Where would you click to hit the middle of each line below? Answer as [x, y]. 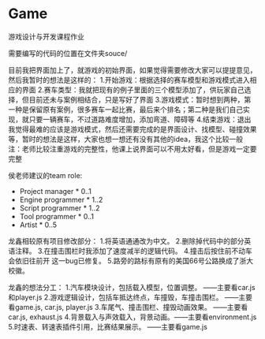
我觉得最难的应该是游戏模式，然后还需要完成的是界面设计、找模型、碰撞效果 [132, 129]
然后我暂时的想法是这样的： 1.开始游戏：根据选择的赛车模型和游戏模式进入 [129, 80]
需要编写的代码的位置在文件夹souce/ [68, 53]
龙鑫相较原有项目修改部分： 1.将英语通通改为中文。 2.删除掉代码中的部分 [126, 240]
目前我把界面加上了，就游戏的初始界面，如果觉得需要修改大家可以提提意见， [132, 70]
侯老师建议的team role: [45, 175]
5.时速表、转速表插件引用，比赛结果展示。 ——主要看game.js [108, 326]
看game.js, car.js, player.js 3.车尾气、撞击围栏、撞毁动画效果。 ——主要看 [128, 307]
